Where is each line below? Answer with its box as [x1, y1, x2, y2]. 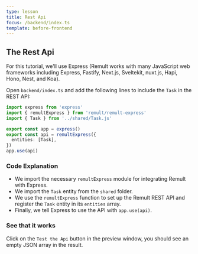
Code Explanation [6, 162, 59, 170]
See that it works [6, 222, 56, 230]
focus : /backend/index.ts [6, 19, 70, 25]
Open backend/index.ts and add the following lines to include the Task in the [6, 87, 192, 94]
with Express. [14, 181, 48, 189]
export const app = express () [6, 126, 81, 132]
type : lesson [6, 8, 38, 15]
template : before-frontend [6, 25, 73, 31]
